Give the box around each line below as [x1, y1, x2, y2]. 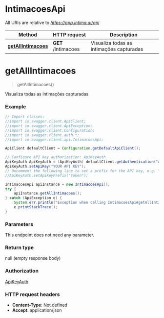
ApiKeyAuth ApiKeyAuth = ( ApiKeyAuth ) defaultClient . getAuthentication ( [5, 159, 156, 165]
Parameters [5, 220, 33, 227]
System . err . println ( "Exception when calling [14, 200, 106, 205]
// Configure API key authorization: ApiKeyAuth [5, 155, 106, 160]
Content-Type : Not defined [12, 302, 67, 308]
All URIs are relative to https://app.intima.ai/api [5, 20, 100, 25]
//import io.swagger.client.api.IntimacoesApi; [5, 137, 104, 142]
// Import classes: [5, 114, 45, 120]
